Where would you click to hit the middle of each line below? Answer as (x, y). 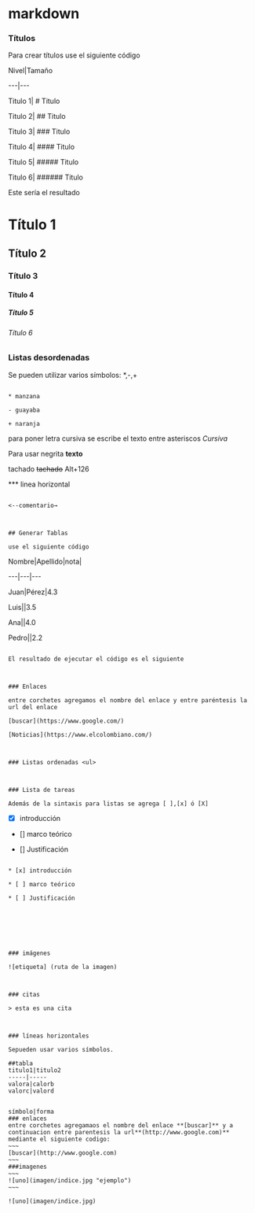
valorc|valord (31, 1091)
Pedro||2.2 (25, 638)
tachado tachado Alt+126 (49, 468)
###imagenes (27, 1167)
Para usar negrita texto (46, 453)
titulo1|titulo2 (35, 1070)
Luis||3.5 (22, 607)
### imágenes (29, 953)
